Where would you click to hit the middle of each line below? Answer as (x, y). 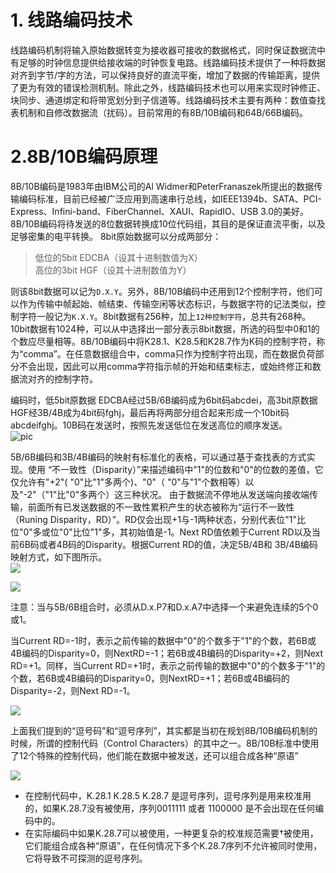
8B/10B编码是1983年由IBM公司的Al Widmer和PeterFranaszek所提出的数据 (162, 186)
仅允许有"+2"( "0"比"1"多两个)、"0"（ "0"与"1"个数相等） (128, 482)
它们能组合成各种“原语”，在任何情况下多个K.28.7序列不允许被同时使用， (173, 845)
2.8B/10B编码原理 (84, 157)
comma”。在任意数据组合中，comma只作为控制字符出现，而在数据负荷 (169, 353)
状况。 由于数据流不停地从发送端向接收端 (225, 494)
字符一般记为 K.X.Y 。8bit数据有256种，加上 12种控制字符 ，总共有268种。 (165, 316)
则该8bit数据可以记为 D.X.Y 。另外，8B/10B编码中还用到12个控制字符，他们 (162, 291)
